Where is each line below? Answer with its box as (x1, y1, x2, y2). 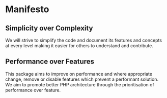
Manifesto (5, 4, 49, 15)
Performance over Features (5, 57, 95, 66)
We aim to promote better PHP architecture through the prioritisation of (5, 81, 154, 87)
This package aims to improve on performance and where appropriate (5, 71, 153, 77)
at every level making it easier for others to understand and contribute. (5, 43, 154, 49)
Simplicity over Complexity (5, 24, 93, 32)
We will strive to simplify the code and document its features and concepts (5, 37, 162, 43)
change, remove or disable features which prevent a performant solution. (5, 76, 159, 82)
